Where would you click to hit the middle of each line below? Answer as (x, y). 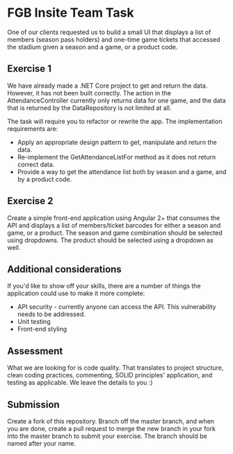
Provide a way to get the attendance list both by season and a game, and (122, 171)
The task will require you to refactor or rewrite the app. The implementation (115, 121)
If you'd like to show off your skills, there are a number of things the (104, 286)
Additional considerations (64, 269)
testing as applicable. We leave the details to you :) (80, 383)
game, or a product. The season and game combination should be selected (115, 233)
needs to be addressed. (51, 314)
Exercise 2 (30, 201)
